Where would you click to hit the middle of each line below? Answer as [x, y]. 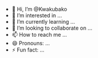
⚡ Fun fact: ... [28, 50]
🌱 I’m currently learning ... [43, 22]
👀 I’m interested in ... [37, 15]
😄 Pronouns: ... [31, 43]
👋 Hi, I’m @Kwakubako [39, 9]
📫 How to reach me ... [39, 35]
